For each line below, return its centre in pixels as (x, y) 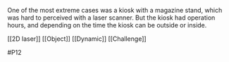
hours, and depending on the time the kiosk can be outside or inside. (107, 25)
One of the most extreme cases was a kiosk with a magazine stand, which (115, 10)
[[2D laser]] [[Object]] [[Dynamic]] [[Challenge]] (77, 39)
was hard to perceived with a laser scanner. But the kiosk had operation (111, 18)
